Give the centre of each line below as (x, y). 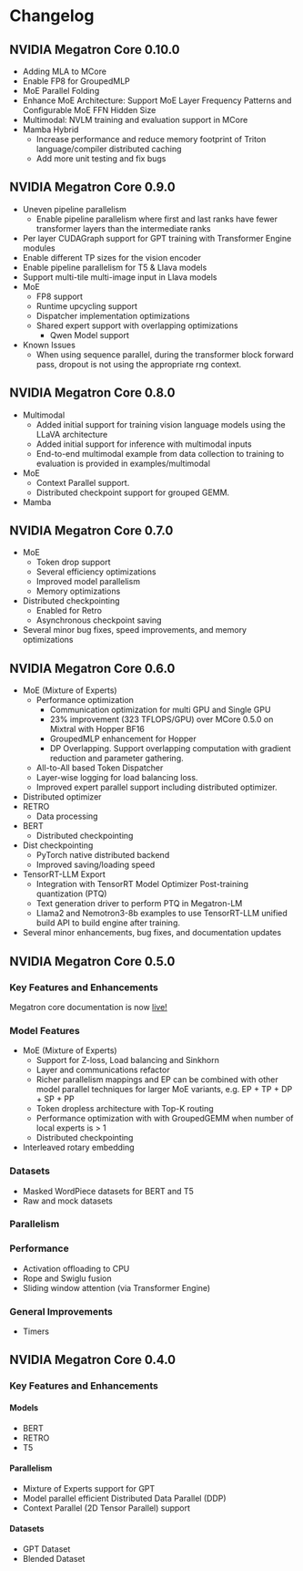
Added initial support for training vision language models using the (161, 424)
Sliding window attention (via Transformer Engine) (116, 1287)
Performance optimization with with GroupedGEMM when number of (165, 1119)
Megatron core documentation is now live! (89, 1007)
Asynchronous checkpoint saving (99, 620)
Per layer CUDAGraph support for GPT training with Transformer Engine (157, 238)
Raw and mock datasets (68, 1201)
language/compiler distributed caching (109, 149)
